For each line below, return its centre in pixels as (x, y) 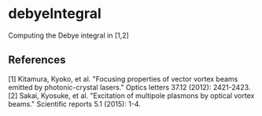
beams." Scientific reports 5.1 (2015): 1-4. (75, 103)
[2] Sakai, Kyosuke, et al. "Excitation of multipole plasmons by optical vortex (131, 96)
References (37, 60)
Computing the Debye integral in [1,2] (69, 35)
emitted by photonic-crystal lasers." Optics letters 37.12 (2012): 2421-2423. (129, 87)
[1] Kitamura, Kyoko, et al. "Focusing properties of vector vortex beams (123, 78)
